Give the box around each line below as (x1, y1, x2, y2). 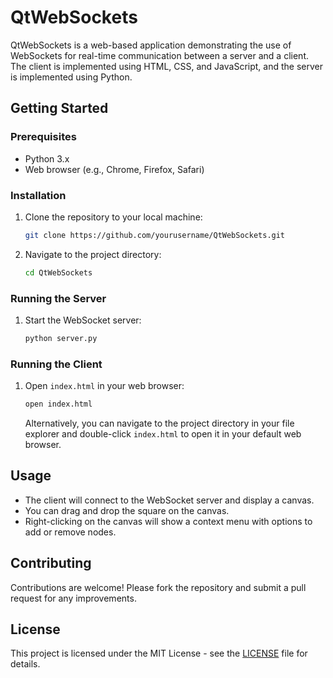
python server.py (24, 333, 98, 343)
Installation (10, 188, 67, 202)
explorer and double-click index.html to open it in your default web (24, 428, 302, 440)
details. (10, 658, 41, 670)
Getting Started (10, 100, 109, 117)
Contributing (10, 555, 92, 572)
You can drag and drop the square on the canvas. (24, 504, 230, 516)
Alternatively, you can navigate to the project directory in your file (24, 417, 295, 430)
